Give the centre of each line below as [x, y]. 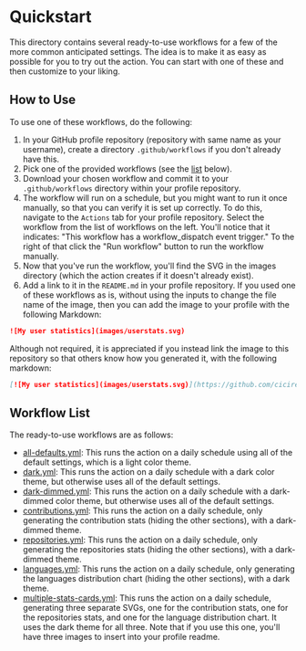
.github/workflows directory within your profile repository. [132, 188]
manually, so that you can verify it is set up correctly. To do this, [142, 207]
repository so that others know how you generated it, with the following [143, 358]
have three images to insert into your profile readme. [121, 637]
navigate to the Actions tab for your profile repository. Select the [143, 217]
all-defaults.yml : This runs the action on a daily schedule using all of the [158, 453]
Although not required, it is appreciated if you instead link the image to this [149, 348]
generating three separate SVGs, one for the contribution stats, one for [155, 608]
